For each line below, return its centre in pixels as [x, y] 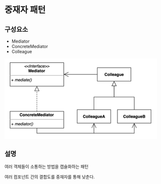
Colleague [22, 52]
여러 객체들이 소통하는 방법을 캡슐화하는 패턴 [47, 166]
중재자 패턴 [25, 10]
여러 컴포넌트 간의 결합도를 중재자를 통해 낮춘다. [50, 177]
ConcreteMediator [30, 46]
